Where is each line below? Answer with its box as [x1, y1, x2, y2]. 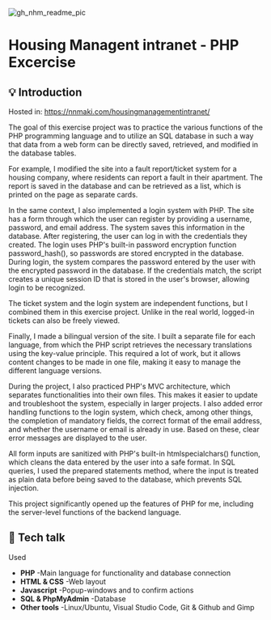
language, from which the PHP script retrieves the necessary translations [8, 340, 252, 350]
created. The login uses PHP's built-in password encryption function [8, 240, 237, 249]
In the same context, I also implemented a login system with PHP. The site [8, 206, 255, 214]
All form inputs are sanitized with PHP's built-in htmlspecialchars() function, [8, 449, 260, 458]
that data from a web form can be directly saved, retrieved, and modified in [8, 140, 259, 149]
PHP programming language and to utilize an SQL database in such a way [8, 131, 254, 141]
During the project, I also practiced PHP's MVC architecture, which [8, 381, 231, 391]
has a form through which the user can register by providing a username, [8, 214, 252, 223]
